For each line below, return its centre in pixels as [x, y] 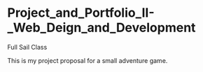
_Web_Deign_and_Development [101, 28]
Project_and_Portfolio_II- [81, 13]
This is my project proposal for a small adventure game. [87, 60]
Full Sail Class [27, 47]
